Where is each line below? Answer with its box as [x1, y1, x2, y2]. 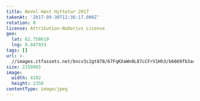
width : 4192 [11, 75, 42, 81]
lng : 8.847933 [11, 42, 46, 48]
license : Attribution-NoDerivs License [6, 25, 105, 31]
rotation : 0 [6, 20, 36, 26]
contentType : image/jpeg [6, 86, 68, 92]
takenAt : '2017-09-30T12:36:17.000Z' [6, 14, 100, 20]
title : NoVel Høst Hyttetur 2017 [6, 8, 89, 15]
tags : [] [6, 48, 28, 53]
